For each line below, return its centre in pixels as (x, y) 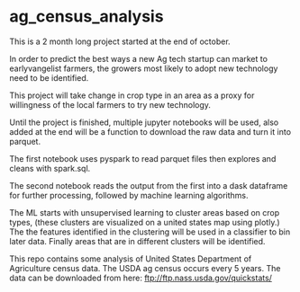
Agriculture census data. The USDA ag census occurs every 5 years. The (145, 268)
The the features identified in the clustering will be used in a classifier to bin (150, 232)
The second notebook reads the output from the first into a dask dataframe (149, 185)
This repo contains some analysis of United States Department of (131, 259)
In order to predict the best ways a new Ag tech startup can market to (139, 58)
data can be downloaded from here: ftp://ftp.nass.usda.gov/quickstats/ (141, 278)
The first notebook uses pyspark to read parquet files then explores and (143, 158)
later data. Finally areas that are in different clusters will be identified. (137, 241)
